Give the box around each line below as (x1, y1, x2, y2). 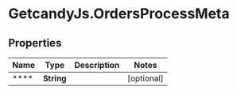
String (42, 73, 67, 84)
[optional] (126, 73, 165, 84)
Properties (8, 36, 62, 50)
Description (74, 60, 120, 70)
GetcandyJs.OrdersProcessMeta (8, 5, 230, 23)
